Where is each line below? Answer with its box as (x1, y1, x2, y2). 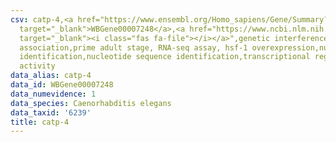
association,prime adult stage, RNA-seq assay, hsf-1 (19, 42, 248, 53)
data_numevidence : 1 (10, 89, 97, 99)
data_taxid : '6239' (10, 107, 92, 118)
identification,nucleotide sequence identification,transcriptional (19, 52, 311, 62)
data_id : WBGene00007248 (10, 80, 114, 90)
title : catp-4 (10, 117, 70, 127)
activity (19, 61, 56, 71)
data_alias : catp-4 (10, 71, 92, 81)
